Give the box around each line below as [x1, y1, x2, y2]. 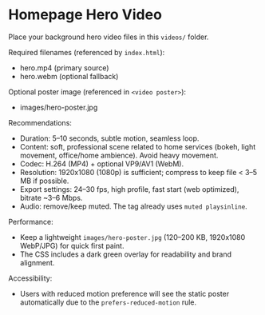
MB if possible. [19, 176, 69, 185]
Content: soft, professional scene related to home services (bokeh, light [19, 142, 256, 151]
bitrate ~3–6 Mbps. [19, 193, 83, 202]
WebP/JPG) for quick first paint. [19, 241, 125, 250]
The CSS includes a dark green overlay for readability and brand [19, 249, 232, 259]
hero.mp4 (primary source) [19, 62, 109, 73]
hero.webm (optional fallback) [19, 71, 119, 81]
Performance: [8, 217, 53, 226]
